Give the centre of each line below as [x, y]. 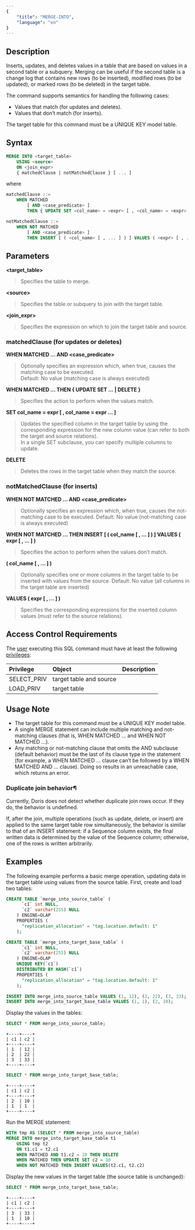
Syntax [19, 143]
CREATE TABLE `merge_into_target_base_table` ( [65, 942]
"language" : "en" [38, 22]
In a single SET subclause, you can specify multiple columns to [96, 442]
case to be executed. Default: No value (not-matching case [115, 517]
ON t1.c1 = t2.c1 [38, 1149]
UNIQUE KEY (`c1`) [38, 964]
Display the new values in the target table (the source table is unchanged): [95, 1177]
